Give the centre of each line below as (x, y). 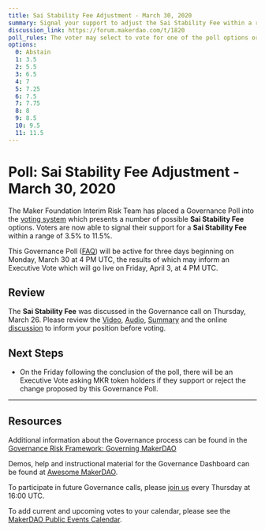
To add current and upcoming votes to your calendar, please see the (119, 511)
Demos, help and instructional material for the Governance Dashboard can (129, 464)
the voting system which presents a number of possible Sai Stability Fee (126, 219)
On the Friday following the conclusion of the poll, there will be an (126, 372)
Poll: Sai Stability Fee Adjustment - (124, 172)
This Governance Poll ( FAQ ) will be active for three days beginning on (121, 251)
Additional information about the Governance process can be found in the (128, 440)
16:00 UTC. (26, 495)
